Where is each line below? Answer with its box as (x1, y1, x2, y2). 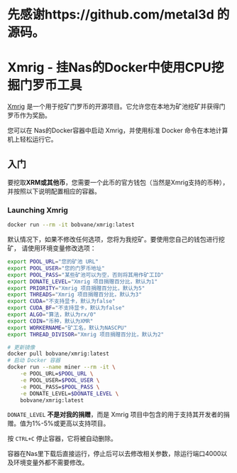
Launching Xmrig (7, 205, 69, 215)
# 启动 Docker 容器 (7, 357, 61, 364)
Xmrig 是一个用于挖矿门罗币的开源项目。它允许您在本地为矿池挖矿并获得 (7, 102, 220, 111)
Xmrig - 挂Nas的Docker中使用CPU (7, 60, 211, 75)
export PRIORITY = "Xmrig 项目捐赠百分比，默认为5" (7, 285, 145, 292)
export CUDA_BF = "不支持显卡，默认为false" (7, 304, 126, 312)
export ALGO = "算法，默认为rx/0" (7, 311, 97, 319)
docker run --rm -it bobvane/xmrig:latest (7, 221, 135, 228)
